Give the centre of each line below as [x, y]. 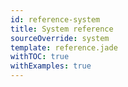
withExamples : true [51, 66]
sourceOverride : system [60, 38]
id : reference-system [55, 19]
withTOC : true [40, 57]
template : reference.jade [64, 47]
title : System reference [62, 29]
